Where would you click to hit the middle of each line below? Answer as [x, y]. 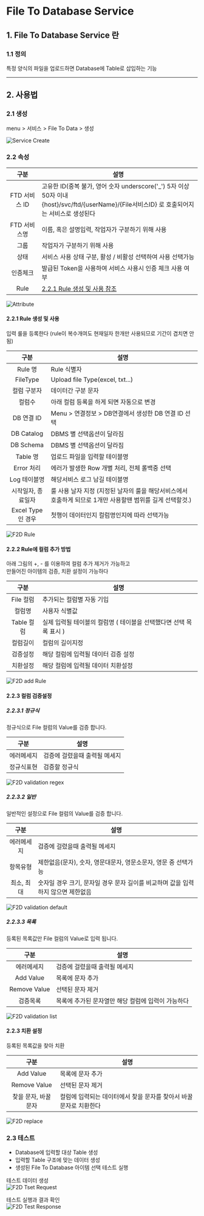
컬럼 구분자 [27, 391]
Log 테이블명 [27, 479]
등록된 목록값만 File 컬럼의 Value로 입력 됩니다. [62, 938]
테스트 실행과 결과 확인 [33, 1200]
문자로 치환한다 [80, 1105]
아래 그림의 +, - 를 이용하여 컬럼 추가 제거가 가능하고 [68, 564]
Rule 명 [27, 369]
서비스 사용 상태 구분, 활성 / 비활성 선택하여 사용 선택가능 [118, 256]
